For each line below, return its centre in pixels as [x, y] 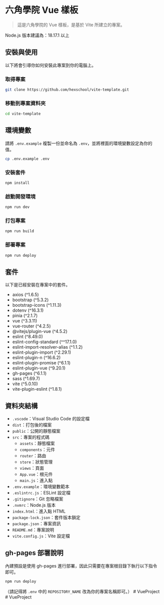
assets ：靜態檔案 [37, 444]
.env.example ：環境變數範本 [41, 486]
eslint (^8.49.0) [27, 337]
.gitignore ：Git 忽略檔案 [38, 499]
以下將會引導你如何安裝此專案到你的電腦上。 [51, 65]
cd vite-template [23, 114]
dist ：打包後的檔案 [32, 425]
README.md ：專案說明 [33, 530]
